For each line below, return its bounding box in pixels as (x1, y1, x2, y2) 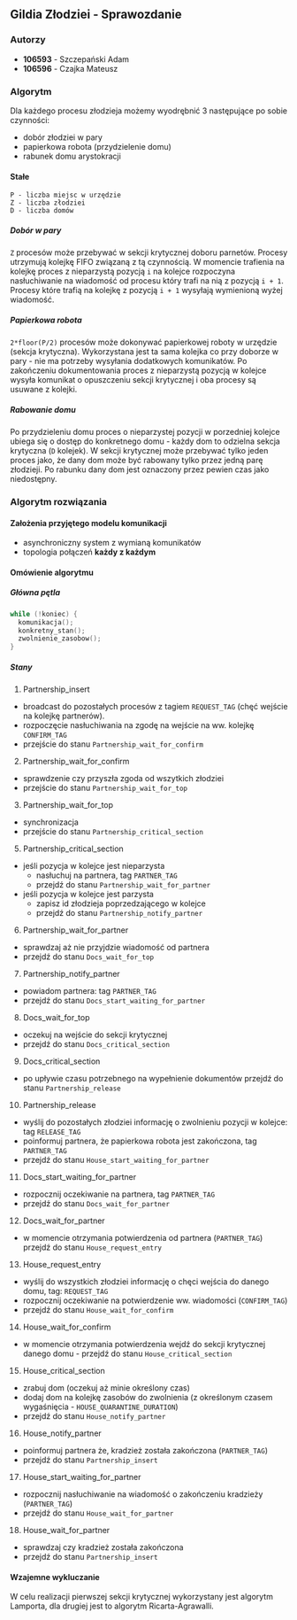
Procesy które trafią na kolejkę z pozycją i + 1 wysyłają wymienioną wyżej (10, 285, 284, 296)
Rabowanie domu (10, 404, 76, 415)
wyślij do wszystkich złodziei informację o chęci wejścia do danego (22, 1276, 270, 1287)
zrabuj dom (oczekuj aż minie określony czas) (22, 1383, 191, 1393)
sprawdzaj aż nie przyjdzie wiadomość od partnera (22, 942, 210, 953)
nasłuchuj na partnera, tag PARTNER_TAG (35, 870, 178, 880)
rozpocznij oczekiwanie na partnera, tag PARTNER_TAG (22, 1189, 216, 1199)
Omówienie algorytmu (10, 567, 94, 577)
